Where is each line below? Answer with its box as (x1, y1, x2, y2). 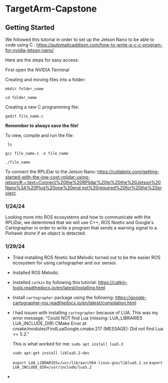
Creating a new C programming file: (5, 104, 79, 110)
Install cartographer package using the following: (12, 294, 114, 300)
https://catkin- (98, 279, 128, 285)
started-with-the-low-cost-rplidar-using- (5, 174, 91, 180)
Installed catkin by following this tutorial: (12, 279, 97, 285)
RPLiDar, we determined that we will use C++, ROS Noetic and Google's (5, 220, 154, 226)
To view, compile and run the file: (5, 132, 74, 138)
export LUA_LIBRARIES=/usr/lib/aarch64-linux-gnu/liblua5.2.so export (12, 360, 163, 365)
